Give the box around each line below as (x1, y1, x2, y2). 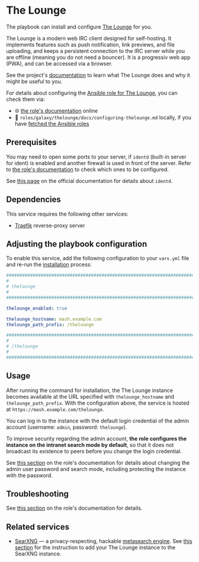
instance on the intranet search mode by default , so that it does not (6, 441, 174, 449)
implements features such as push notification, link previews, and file (6, 41, 175, 48)
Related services (6, 522, 70, 532)
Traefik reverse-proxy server (14, 222, 85, 229)
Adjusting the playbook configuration (6, 239, 147, 249)
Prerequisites (6, 137, 57, 147)
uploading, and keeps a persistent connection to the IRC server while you (6, 47, 185, 54)
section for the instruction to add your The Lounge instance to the (14, 544, 176, 551)
